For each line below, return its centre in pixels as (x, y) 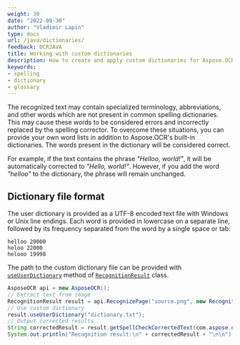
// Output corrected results (51, 321)
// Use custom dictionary (46, 308)
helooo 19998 (27, 254)
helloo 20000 (27, 242)
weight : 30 (24, 14)
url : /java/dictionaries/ (46, 41)
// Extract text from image (49, 294)
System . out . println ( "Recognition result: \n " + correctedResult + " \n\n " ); (121, 335)
